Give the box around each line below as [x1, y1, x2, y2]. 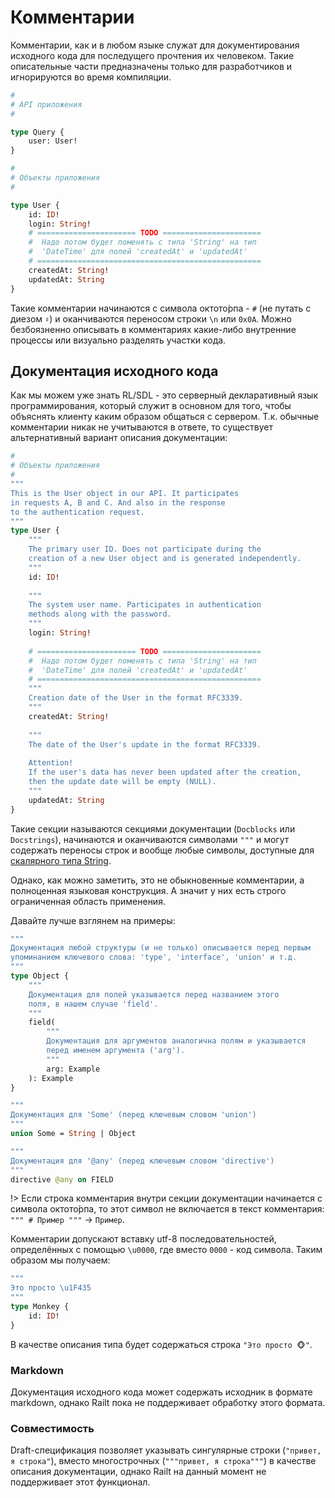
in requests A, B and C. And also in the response [10, 497, 226, 508]
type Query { [10, 127, 65, 137]
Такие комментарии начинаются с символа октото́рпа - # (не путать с [10, 302, 312, 314]
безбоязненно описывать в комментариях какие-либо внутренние [10, 323, 297, 335]
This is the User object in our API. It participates [10, 488, 240, 498]
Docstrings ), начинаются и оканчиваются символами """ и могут [10, 833, 290, 845]
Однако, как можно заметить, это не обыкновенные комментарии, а [10, 874, 305, 886]
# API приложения [10, 99, 83, 110]
